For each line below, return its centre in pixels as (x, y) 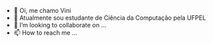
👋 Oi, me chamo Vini (42, 11)
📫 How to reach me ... (45, 33)
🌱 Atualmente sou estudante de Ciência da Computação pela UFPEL (110, 18)
